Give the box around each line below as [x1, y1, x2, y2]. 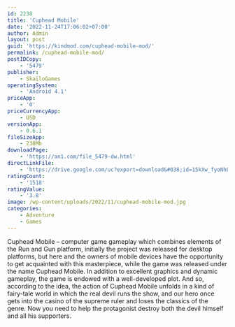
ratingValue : [7, 186, 45, 193]
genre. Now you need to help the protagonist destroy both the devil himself [7, 304, 224, 312]
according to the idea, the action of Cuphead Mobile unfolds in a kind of [7, 282, 215, 290]
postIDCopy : [7, 56, 42, 63]
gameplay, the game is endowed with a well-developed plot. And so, [7, 274, 204, 283]
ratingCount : [7, 173, 45, 180]
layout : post [7, 36, 45, 43]
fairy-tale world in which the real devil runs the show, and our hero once [7, 289, 215, 298]
